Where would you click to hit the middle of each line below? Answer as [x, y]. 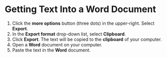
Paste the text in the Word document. [51, 50]
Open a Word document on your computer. [57, 44]
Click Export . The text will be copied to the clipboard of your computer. [87, 39]
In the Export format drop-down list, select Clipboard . [69, 34]
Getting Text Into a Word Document [80, 9]
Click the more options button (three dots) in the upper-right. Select [83, 23]
